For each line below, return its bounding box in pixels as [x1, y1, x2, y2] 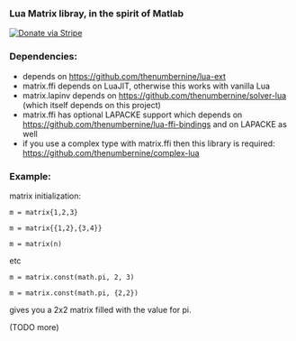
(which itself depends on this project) [22, 99, 162, 110]
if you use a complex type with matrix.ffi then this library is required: [22, 138, 276, 149]
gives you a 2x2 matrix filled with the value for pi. [9, 304, 192, 315]
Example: [9, 170, 51, 182]
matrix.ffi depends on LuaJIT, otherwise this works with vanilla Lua [22, 80, 271, 91]
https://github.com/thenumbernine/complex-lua [22, 147, 200, 158]
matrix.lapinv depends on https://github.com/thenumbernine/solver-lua [22, 89, 287, 101]
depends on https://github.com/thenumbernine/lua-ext [22, 70, 227, 81]
